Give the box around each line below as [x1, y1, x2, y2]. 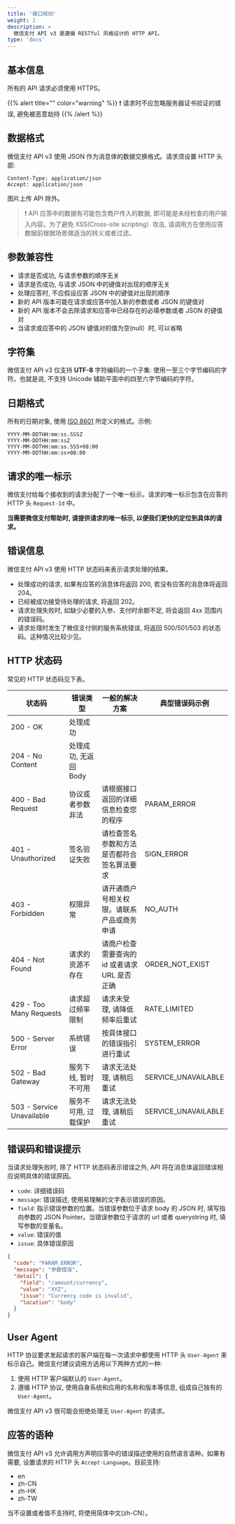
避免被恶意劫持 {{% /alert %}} [16, 109, 103, 118]
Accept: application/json [7, 181, 83, 188]
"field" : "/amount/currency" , [20, 1279, 108, 1286]
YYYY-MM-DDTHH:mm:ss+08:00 [7, 450, 86, 457]
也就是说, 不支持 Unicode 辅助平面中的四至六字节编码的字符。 [19, 375, 198, 383]
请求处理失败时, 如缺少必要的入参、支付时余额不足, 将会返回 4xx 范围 [17, 606, 217, 614]
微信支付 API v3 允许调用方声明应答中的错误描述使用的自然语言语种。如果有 [7, 1449, 226, 1457]
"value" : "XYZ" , [20, 1286, 68, 1293]
